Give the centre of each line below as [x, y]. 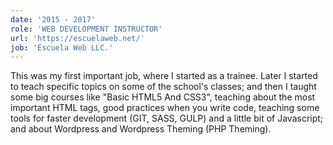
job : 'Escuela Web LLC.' [62, 47]
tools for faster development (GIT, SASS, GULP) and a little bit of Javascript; [167, 118]
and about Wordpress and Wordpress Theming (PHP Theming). [141, 129]
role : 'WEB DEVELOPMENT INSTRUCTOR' [86, 29]
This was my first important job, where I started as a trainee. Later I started [164, 76]
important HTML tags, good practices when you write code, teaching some [165, 108]
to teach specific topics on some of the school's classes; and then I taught [163, 87]
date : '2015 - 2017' [53, 19]
